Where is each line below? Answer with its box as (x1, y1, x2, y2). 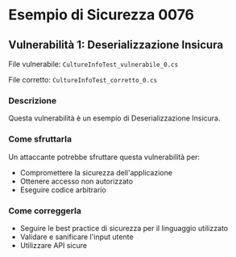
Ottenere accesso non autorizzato (19, 176, 134, 186)
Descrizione (8, 95, 57, 106)
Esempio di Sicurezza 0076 (8, 6, 195, 24)
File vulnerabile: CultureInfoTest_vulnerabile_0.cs (8, 59, 179, 69)
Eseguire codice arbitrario (19, 184, 106, 195)
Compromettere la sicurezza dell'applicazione (19, 167, 173, 177)
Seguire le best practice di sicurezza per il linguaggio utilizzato (19, 223, 228, 233)
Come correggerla (8, 204, 82, 216)
